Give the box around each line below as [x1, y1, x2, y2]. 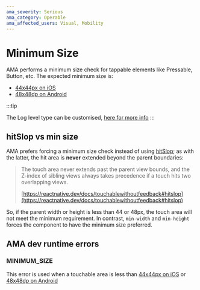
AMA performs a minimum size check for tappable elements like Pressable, [6, 66, 193, 73]
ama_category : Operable [6, 14, 66, 21]
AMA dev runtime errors [6, 239, 99, 249]
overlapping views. [20, 179, 68, 186]
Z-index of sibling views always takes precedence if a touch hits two [20, 172, 191, 179]
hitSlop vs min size [6, 131, 78, 142]
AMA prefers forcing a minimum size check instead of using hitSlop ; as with [6, 147, 195, 155]
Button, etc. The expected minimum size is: [6, 72, 113, 80]
